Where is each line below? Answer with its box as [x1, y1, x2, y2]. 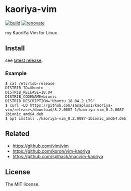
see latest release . [5, 57, 43, 63]
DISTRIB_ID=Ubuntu [5, 86, 43, 91]
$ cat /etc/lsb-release [5, 81, 55, 86]
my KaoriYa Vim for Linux [5, 29, 57, 35]
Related [5, 130, 30, 138]
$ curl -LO [5, 103, 28, 108]
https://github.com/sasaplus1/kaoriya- [29, 103, 113, 108]
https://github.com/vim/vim [12, 143, 69, 149]
